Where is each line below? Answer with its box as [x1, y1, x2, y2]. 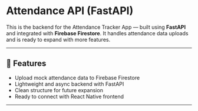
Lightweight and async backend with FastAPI [14, 80, 124, 88]
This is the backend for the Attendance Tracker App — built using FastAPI [6, 23, 186, 31]
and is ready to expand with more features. [6, 36, 111, 43]
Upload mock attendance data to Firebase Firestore [14, 74, 140, 81]
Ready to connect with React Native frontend [14, 93, 124, 100]
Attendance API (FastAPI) [6, 4, 134, 18]
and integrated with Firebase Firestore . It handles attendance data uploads [6, 29, 189, 36]
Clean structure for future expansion [14, 86, 103, 93]
